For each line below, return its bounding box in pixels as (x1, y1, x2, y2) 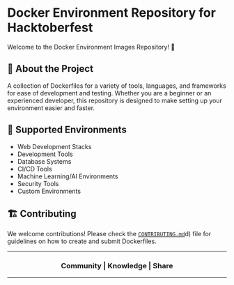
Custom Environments (17, 187, 81, 195)
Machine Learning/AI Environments (17, 172, 118, 180)
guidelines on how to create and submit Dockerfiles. (7, 237, 157, 245)
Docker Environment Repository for (7, 5, 216, 21)
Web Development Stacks (17, 142, 92, 151)
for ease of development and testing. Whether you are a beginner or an (7, 88, 212, 97)
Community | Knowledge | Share (61, 261, 173, 271)
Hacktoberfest (7, 20, 93, 36)
